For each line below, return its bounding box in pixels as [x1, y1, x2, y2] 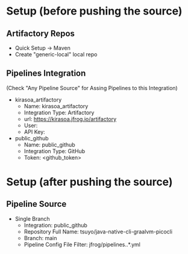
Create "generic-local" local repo [14, 51, 98, 58]
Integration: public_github [23, 221, 87, 229]
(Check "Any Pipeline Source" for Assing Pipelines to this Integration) [6, 84, 178, 91]
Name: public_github [23, 141, 75, 148]
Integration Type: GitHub [23, 147, 86, 155]
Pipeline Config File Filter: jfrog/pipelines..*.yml [23, 241, 140, 248]
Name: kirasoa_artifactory [23, 102, 89, 109]
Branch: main [23, 234, 57, 241]
